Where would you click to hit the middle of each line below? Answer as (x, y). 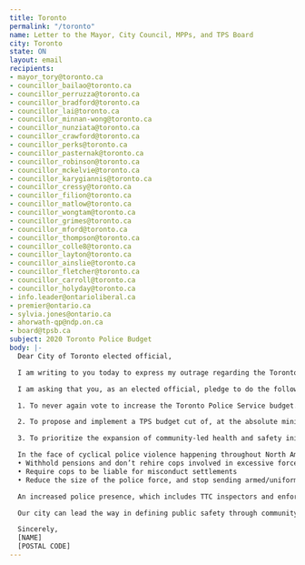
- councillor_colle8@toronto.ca (70, 247)
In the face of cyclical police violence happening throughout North (152, 455)
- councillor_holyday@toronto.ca (73, 288)
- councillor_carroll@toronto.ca (73, 280)
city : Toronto (36, 43)
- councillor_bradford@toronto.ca (75, 102)
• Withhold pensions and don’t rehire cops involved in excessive (146, 463)
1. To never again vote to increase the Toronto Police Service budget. (158, 406)
